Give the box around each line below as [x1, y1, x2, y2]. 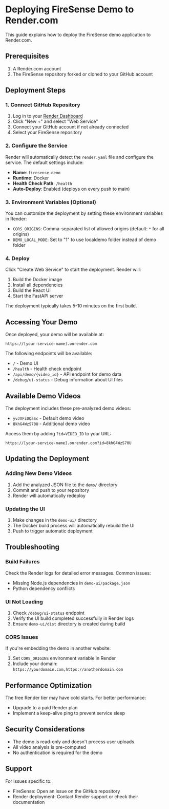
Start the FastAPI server [12, 293, 64, 299]
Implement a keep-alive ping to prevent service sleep [12, 710, 125, 716]
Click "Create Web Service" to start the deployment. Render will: [5, 266, 141, 273]
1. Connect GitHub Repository [5, 101, 80, 108]
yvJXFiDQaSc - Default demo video [12, 415, 84, 421]
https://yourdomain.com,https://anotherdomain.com [12, 667, 123, 672]
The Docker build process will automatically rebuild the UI [12, 522, 135, 528]
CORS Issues [5, 633, 38, 640]
